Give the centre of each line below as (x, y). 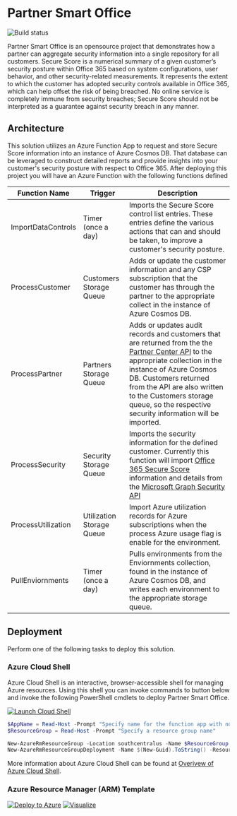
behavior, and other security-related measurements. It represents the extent (117, 76)
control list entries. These (171, 213)
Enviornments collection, (170, 562)
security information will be (174, 413)
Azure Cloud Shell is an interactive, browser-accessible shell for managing (115, 682)
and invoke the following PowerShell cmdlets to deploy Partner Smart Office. (119, 697)
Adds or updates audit (166, 325)
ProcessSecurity (38, 464)
